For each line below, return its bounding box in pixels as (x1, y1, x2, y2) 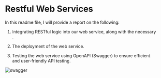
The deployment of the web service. (12, 43, 85, 49)
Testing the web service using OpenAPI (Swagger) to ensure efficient (12, 52, 150, 59)
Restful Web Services (5, 3, 93, 15)
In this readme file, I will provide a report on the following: (5, 19, 120, 25)
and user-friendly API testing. (12, 58, 71, 63)
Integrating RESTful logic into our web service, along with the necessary (12, 29, 156, 34)
